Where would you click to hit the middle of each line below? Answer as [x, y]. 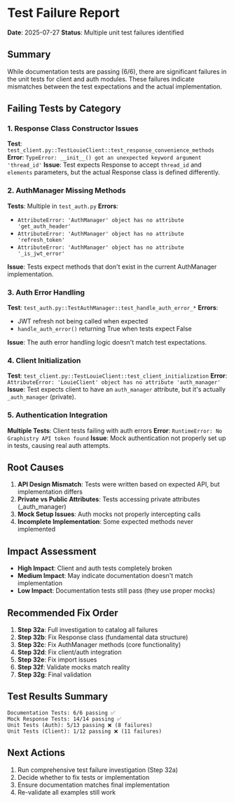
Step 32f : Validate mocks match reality [74, 667]
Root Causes [36, 468]
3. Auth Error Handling [46, 292]
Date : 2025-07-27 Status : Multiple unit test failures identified [96, 32]
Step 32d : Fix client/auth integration [69, 653]
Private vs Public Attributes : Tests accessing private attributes [109, 499]
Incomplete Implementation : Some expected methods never [105, 522]
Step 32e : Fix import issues [57, 660]
